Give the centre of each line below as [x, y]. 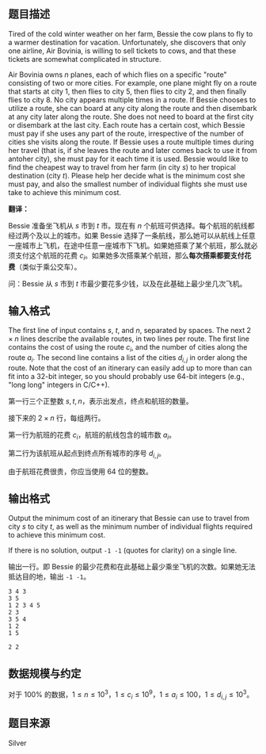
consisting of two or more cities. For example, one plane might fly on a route [133, 82]
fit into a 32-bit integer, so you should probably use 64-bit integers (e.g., [127, 377]
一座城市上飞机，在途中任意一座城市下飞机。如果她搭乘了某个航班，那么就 [129, 245]
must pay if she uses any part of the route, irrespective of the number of [126, 133]
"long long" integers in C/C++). [59, 385]
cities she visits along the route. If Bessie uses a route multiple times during [131, 142]
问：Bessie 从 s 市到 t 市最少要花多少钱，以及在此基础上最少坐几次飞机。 [127, 283]
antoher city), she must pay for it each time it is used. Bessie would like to [128, 159]
